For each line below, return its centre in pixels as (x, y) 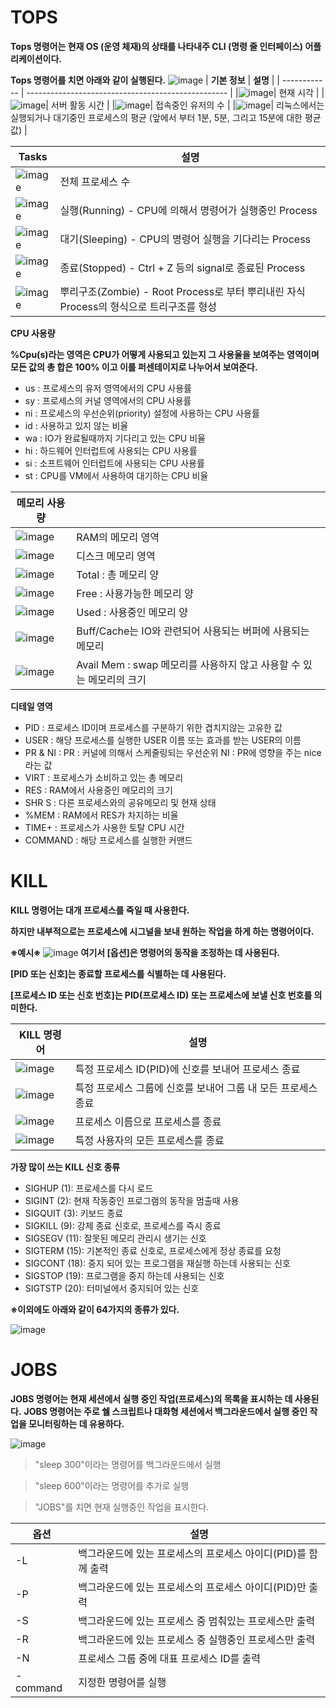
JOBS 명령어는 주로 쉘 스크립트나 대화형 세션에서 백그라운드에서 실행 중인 (165, 1411)
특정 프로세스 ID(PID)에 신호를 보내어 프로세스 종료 (187, 1069)
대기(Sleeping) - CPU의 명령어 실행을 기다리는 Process (185, 239)
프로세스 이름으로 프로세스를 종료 (148, 1121)
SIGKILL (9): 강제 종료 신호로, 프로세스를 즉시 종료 (123, 1225)
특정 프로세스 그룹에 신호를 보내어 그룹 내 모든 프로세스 (196, 1088)
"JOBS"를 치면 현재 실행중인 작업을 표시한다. (122, 1507)
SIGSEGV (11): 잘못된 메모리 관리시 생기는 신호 (115, 1238)
